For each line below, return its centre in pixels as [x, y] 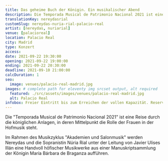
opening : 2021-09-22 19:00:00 [37, 61]
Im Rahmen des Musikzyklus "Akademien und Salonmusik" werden [74, 137]
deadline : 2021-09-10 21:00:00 [38, 70]
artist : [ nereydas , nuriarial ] [38, 28]
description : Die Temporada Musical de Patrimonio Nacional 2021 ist [79, 14]
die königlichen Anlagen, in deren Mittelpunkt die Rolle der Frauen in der [79, 122]
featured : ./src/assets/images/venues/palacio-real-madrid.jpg [77, 93]
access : [13, 51]
